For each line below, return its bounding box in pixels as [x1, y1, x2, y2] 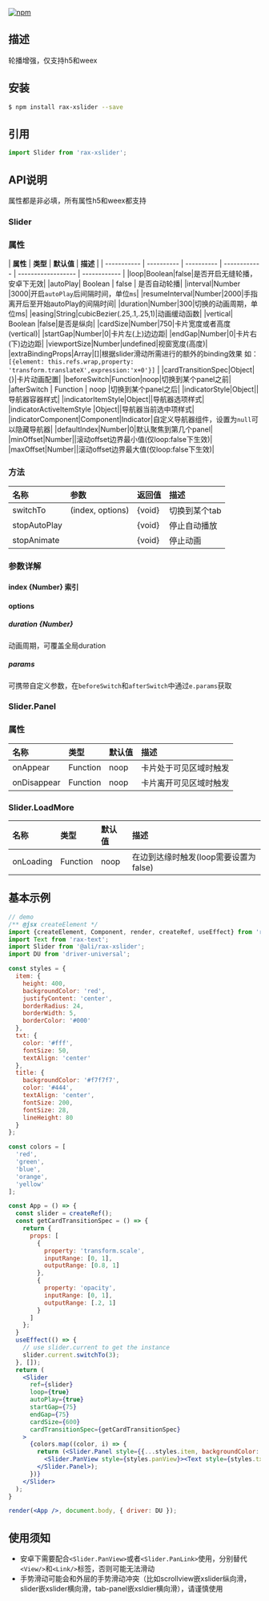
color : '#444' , [22, 1084, 74, 1092]
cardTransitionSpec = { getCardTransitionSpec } [29, 1426, 181, 1434]
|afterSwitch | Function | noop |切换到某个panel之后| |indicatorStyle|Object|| [8, 384, 259, 394]
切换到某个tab [169, 505, 222, 516]
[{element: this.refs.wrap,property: [8, 358, 134, 366]
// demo [8, 913, 34, 921]
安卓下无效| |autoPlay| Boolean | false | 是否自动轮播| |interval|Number [8, 279, 241, 288]
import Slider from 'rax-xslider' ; [8, 149, 127, 157]
